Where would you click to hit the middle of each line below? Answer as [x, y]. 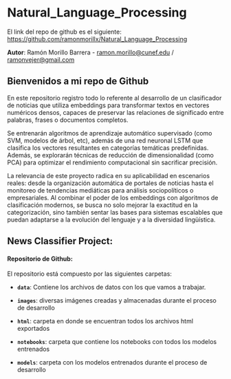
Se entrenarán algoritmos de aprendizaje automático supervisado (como [110, 133]
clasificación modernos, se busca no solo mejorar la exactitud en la [102, 205]
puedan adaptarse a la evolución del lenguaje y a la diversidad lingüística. [111, 219]
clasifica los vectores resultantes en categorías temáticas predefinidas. [108, 148]
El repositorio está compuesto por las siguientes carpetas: [89, 274]
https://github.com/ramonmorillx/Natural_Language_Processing [97, 39]
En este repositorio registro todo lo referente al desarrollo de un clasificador [114, 98]
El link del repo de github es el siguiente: [64, 32]
